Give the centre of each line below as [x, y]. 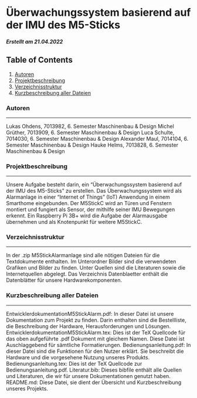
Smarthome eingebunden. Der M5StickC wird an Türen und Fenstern [89, 203]
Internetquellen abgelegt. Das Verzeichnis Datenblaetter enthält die [87, 274]
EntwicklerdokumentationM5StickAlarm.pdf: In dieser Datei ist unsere [90, 314]
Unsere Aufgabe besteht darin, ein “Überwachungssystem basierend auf [94, 185]
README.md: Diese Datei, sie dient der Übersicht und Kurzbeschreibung [94, 382]
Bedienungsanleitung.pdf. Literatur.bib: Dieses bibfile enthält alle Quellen [94, 370]
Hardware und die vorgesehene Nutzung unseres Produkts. [78, 357]
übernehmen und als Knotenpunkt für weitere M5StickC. [74, 222]
